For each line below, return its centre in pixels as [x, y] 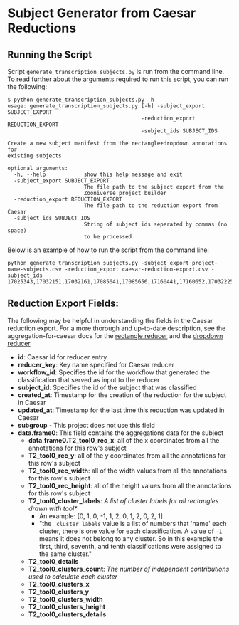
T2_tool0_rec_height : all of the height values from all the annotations [130, 485]
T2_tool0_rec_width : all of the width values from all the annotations [128, 471]
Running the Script [50, 54]
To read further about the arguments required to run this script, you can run [118, 79]
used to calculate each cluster [73, 576]
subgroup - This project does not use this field [86, 425]
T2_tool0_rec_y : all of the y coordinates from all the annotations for [127, 455]
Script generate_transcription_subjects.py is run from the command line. [116, 72]
